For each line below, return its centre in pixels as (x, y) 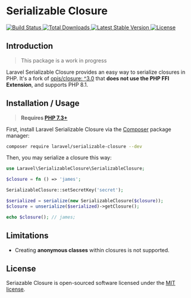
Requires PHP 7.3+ (44, 118)
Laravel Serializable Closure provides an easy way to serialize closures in (96, 72)
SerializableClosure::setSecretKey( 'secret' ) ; (65, 190)
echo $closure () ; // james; (41, 217)
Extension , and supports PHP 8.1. (47, 84)
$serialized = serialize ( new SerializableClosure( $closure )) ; (85, 201)
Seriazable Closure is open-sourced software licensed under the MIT (91, 283)
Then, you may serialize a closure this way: (59, 158)
